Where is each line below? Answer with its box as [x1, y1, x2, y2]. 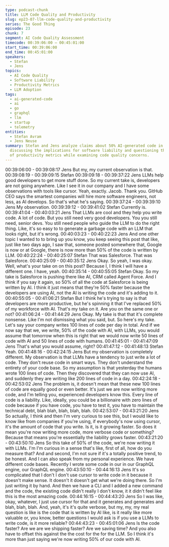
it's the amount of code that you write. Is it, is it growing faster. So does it [5, 423, 157, 430]
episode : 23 [5, 26, 30, 31]
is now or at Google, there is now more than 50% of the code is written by [5, 247, 158, 253]
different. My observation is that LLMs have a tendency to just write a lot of [5, 354, 161, 360]
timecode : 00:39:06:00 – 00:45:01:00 [5, 40, 84, 45]
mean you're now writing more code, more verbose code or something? [5, 429, 154, 435]
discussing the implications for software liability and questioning [10, 148, 158, 153]
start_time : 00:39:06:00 [5, 45, 57, 50]
